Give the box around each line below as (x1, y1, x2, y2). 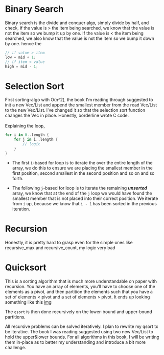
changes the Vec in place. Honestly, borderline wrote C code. (5, 112, 129, 119)
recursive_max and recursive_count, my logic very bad (5, 245, 116, 251)
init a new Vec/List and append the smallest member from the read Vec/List (5, 102, 157, 108)
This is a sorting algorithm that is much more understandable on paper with (5, 278, 157, 284)
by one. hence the (5, 40, 42, 46)
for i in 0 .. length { (5, 132, 49, 137)
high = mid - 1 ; (5, 64, 38, 69)
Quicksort (5, 262, 47, 273)
